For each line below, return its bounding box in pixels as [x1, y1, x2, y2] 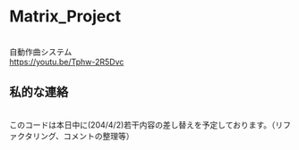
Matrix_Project [9, 6, 122, 27]
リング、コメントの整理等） [32, 130, 134, 141]
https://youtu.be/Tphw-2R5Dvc [9, 56, 124, 67]
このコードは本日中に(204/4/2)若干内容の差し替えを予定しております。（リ [9, 119, 284, 130]
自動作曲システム [9, 46, 73, 57]
